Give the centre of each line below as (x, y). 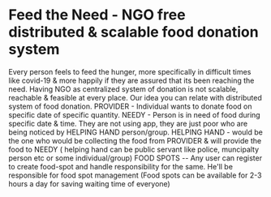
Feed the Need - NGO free (97, 15)
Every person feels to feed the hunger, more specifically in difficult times (130, 71)
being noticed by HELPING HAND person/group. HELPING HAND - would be (136, 132)
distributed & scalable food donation (133, 32)
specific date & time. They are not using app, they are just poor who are (128, 123)
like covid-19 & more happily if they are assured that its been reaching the (131, 80)
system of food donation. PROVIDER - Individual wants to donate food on (130, 106)
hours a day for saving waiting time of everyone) (89, 183)
